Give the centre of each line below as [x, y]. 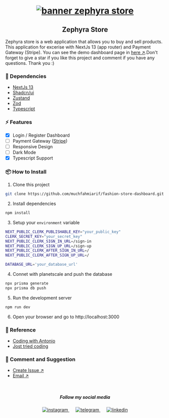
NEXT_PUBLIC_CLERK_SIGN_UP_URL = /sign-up [49, 246]
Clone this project [31, 185]
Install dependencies [34, 204]
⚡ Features [19, 122]
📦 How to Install [26, 172]
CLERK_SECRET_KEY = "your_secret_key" [44, 236]
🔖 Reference [21, 330]
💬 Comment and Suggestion [40, 359]
